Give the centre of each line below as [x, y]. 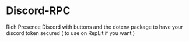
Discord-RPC [38, 11]
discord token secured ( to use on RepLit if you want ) [71, 33]
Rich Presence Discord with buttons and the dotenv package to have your [94, 27]
